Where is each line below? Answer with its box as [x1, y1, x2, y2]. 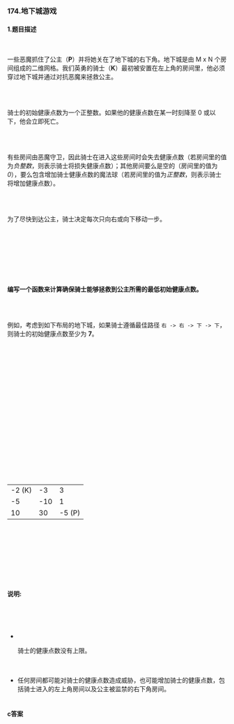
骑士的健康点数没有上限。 [17, 647, 91, 655]
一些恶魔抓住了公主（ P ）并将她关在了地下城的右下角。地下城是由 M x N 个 [7, 55, 221, 64]
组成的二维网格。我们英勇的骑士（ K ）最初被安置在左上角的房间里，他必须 [13, 64, 226, 73]
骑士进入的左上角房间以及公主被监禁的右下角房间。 [23, 685, 171, 693]
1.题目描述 [7, 24, 37, 33]
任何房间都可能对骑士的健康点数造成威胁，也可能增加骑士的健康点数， [17, 676, 219, 685]
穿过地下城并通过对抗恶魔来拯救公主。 [7, 73, 117, 81]
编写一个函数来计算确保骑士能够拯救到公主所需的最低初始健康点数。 [7, 285, 203, 294]
